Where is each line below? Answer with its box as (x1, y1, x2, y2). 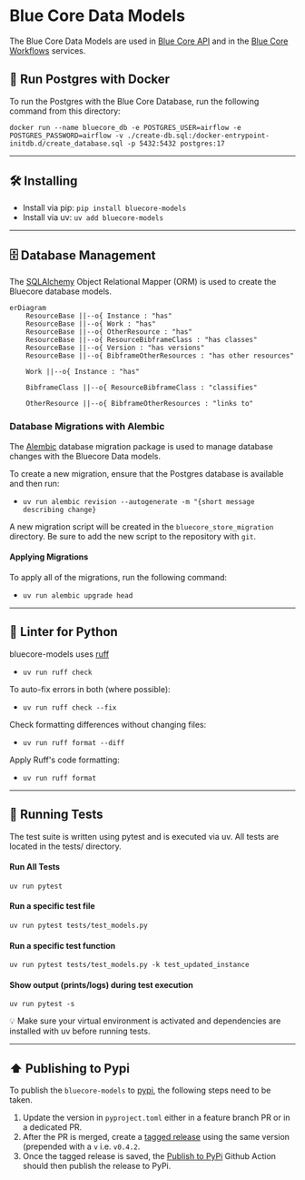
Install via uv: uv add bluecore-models (22, 211, 164, 223)
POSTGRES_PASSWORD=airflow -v (9, 131, 124, 140)
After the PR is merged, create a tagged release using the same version (22, 1132, 290, 1143)
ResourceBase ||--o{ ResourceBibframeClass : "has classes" (25, 336, 258, 345)
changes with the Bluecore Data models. (9, 450, 162, 461)
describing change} (22, 505, 97, 514)
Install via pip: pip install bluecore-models (22, 202, 187, 213)
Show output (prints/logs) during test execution (9, 979, 193, 990)
